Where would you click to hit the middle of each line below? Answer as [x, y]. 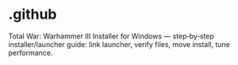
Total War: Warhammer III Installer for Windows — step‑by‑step [111, 36]
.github [33, 14]
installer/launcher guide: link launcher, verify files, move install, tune [119, 44]
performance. [31, 52]
